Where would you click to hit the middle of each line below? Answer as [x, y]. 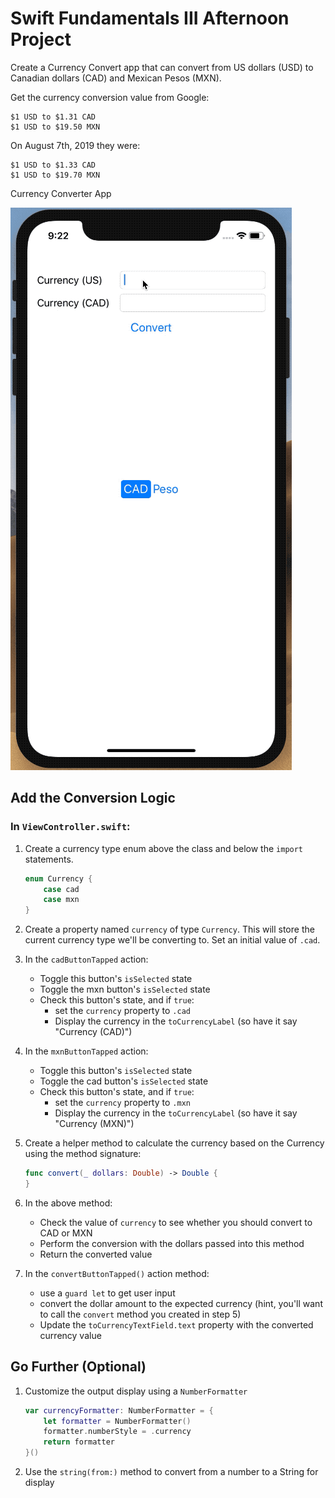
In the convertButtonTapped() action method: [117, 1273]
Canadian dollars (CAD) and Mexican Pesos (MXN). [116, 78]
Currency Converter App [61, 193]
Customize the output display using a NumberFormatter [136, 1391]
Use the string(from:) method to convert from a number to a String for [171, 1472]
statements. [49, 859]
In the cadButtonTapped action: [86, 959]
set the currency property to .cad [122, 1011]
